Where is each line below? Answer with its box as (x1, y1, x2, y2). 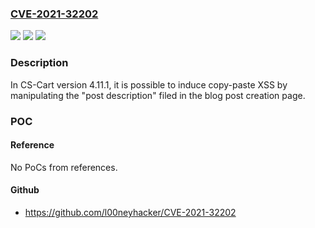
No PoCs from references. (10, 161, 118, 173)
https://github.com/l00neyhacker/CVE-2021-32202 (24, 206, 237, 218)
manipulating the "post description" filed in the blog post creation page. (10, 89, 306, 101)
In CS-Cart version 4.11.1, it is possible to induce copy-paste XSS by (10, 78, 288, 91)
